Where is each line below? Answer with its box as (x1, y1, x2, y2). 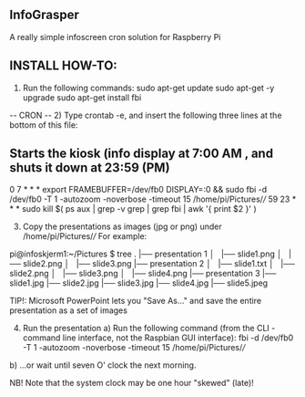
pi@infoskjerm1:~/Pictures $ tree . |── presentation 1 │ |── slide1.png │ (9, 248, 282, 259)
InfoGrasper (9, 7, 80, 23)
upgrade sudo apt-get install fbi (22, 91, 142, 103)
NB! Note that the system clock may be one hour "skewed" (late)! (9, 378, 255, 389)
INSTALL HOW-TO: (9, 58, 118, 74)
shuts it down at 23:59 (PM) (9, 160, 170, 176)
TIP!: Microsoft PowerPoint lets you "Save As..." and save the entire (9, 296, 262, 307)
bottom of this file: (9, 119, 78, 131)
